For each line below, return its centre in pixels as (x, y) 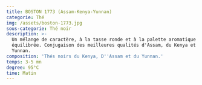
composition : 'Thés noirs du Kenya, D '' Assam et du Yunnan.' (85, 56)
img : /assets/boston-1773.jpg (44, 23)
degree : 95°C (23, 67)
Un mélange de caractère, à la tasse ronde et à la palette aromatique (104, 40)
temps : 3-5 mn (24, 62)
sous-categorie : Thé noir (39, 28)
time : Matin (21, 73)
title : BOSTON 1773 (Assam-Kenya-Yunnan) (59, 12)
